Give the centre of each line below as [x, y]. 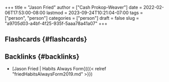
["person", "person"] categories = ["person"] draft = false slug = [72, 18]
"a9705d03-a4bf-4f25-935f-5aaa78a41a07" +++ [56, 23]
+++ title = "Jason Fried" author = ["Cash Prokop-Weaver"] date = [74, 7]
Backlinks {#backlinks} [42, 56]
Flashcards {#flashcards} [46, 39]
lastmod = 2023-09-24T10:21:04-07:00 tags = [95, 13]
